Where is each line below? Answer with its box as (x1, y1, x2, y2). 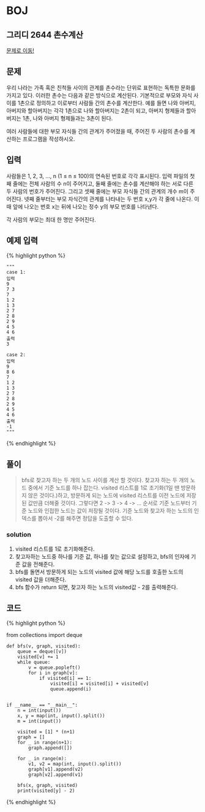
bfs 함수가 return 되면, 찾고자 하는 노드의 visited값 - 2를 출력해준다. (15, 583, 178, 590)
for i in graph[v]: (28, 670, 78, 676)
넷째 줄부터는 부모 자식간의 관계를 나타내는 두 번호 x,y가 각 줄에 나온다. (24, 195, 193, 203)
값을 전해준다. (21, 561, 55, 568)
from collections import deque (6, 631, 83, 639)
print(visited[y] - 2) (17, 788, 75, 794)
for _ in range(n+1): (17, 740, 72, 746)
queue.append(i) (50, 686, 92, 692)
